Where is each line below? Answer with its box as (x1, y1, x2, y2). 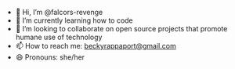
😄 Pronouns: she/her (15, 53, 85, 62)
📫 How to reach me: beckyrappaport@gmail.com (15, 42, 176, 50)
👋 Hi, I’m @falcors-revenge (15, 8, 103, 16)
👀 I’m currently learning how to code (15, 16, 133, 25)
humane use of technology (15, 32, 103, 42)
